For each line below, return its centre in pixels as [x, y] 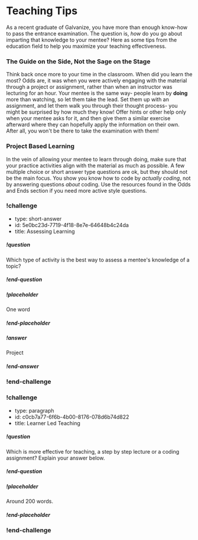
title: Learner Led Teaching [48, 423]
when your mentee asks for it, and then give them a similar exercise [88, 118]
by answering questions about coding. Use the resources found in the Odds [98, 184]
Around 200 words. [30, 502]
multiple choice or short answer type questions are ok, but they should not [97, 172]
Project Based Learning [40, 146]
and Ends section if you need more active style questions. [77, 190]
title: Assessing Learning [45, 231]
